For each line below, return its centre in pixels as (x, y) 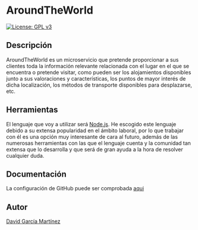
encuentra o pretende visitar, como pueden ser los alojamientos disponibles (99, 72)
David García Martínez (33, 221)
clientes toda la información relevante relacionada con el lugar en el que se (98, 66)
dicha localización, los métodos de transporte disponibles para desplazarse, (99, 85)
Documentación (36, 174)
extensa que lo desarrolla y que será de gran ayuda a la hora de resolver (95, 149)
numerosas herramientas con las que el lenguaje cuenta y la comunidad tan (99, 143)
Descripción (29, 45)
